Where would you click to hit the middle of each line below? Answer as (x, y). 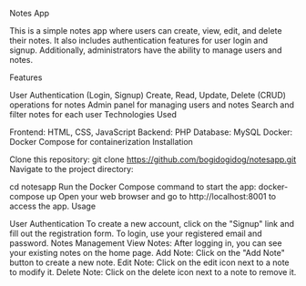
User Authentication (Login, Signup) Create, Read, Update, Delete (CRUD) (148, 95)
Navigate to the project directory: (71, 169)
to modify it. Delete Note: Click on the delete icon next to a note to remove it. (153, 272)
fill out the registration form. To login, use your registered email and (136, 233)
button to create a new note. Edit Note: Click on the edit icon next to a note (149, 262)
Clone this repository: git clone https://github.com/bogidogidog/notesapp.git (153, 159)
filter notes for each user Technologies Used (93, 114)
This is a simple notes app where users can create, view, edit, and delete (146, 31)
